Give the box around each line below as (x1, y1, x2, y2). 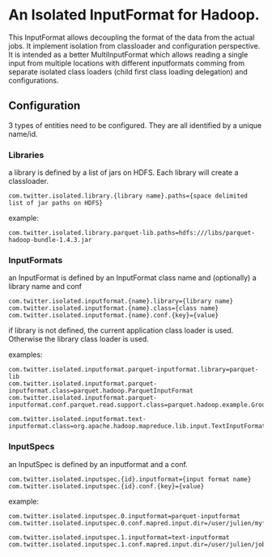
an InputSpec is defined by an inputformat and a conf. (8, 459, 188, 469)
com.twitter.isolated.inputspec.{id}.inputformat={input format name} (8, 475, 252, 483)
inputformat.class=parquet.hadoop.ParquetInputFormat (8, 387, 194, 395)
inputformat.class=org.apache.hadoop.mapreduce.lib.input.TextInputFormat (8, 423, 266, 431)
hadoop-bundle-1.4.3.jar (8, 236, 92, 244)
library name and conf (8, 282, 83, 291)
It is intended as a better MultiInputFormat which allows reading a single (8, 49, 249, 59)
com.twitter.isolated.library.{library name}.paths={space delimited (8, 192, 249, 200)
